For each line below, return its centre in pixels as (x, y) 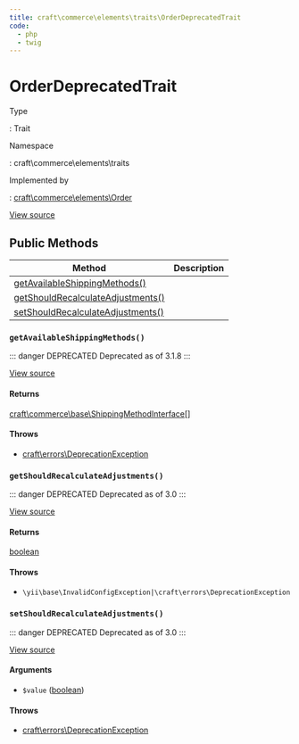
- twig (29, 42)
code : (19, 26)
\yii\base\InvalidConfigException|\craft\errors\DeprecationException (156, 593)
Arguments (31, 670)
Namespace (31, 146)
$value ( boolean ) (53, 690)
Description (199, 268)
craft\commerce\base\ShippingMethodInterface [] (100, 413)
